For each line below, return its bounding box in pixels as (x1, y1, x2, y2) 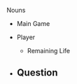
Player (16, 33, 36, 41)
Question (16, 66, 58, 79)
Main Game (16, 20, 50, 27)
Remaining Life (27, 47, 71, 55)
